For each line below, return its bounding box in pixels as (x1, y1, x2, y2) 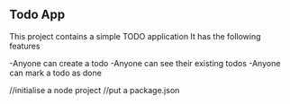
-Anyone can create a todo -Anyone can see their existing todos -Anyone (9, 57, 281, 68)
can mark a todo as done (9, 67, 102, 78)
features (9, 40, 41, 51)
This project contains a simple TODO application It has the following (9, 30, 261, 41)
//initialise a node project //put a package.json (9, 84, 180, 95)
